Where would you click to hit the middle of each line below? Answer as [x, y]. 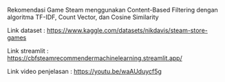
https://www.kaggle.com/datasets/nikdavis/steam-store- [127, 30]
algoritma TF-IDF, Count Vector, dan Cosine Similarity [83, 17]
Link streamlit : [28, 51]
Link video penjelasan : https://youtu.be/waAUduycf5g [84, 71]
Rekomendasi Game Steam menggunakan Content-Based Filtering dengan [112, 10]
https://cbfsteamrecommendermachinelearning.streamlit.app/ [95, 58]
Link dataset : [26, 30]
